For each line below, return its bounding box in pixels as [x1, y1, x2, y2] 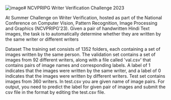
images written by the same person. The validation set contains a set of [5, 51, 156, 57]
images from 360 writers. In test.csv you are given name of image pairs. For [5, 79, 165, 84]
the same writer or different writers [5, 36, 79, 42]
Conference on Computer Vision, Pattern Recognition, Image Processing [5, 20, 158, 26]
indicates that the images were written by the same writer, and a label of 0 [5, 68, 161, 74]
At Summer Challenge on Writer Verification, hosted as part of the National [5, 15, 162, 20]
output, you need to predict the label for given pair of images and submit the [5, 84, 166, 90]
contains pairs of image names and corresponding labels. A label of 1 [5, 62, 151, 68]
